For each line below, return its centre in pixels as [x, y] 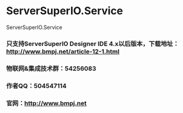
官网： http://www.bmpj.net [46, 103]
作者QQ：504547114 [36, 86]
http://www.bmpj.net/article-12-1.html [63, 51]
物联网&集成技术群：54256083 [51, 68]
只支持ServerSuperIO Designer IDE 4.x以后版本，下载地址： [93, 44]
